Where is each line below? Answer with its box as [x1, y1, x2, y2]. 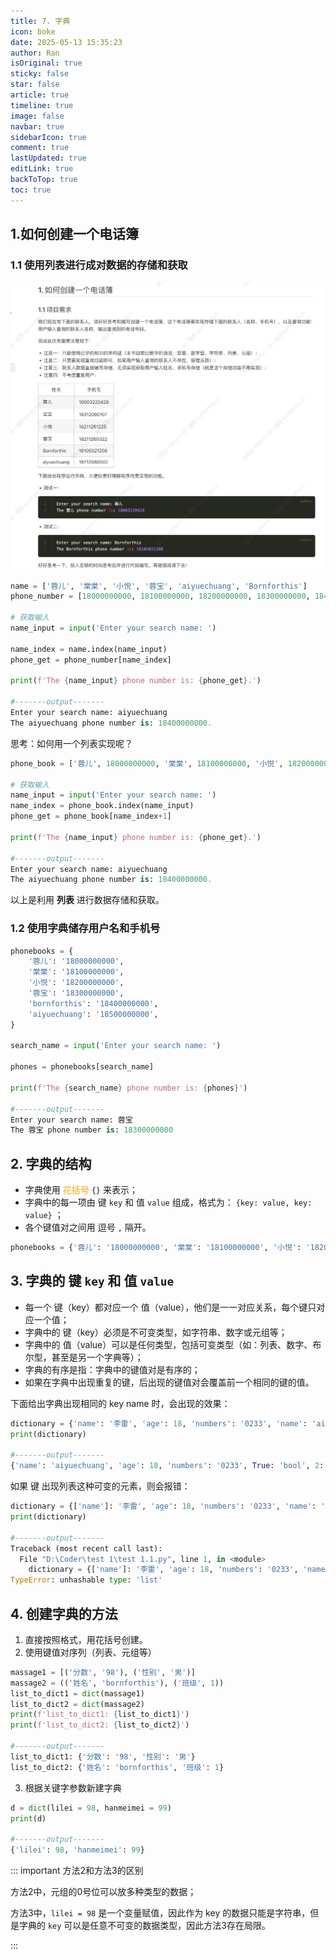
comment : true [10, 143, 70, 153]
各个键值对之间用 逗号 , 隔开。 [24, 1221, 152, 1234]
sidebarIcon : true [10, 132, 87, 142]
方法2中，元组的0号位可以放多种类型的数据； [10, 1886, 197, 1898]
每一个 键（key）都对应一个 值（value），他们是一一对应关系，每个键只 [24, 1301, 317, 1313]
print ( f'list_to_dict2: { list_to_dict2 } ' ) [10, 1720, 190, 1730]
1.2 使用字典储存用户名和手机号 [10, 921, 161, 935]
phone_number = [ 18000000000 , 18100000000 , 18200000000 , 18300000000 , [10, 591, 311, 602]
